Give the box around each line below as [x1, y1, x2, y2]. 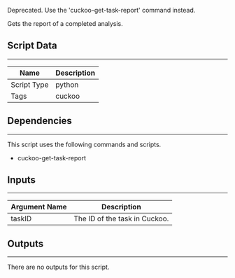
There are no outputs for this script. [7, 263, 110, 272]
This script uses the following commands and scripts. [7, 140, 162, 148]
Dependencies [7, 115, 72, 127]
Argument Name [10, 202, 68, 212]
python [55, 80, 79, 90]
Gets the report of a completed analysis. [7, 20, 124, 27]
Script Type [10, 80, 49, 90]
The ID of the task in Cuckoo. [73, 214, 169, 223]
